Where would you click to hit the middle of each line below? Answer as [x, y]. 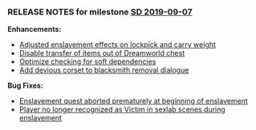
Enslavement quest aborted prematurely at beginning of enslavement [133, 101]
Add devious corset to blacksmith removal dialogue [104, 70]
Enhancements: [35, 30]
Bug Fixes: [25, 85]
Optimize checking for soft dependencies [87, 61]
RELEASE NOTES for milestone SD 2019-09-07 [100, 12]
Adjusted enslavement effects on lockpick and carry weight [117, 45]
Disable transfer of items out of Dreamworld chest [102, 53]
